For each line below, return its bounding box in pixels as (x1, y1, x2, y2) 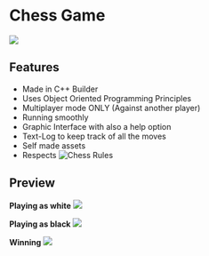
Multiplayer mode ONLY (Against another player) (21, 102, 201, 113)
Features (9, 60, 60, 76)
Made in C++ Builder (21, 84, 99, 94)
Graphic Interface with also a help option (21, 121, 172, 132)
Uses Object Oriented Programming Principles (21, 92, 192, 103)
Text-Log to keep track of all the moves (21, 131, 166, 141)
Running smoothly (21, 112, 89, 123)
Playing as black (9, 219, 71, 229)
